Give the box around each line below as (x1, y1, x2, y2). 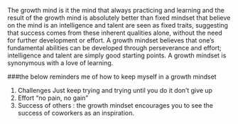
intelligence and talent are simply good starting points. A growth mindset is (7, 51, 227, 60)
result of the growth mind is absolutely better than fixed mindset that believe (7, 13, 231, 22)
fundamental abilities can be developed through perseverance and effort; (7, 44, 222, 52)
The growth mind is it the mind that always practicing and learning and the (7, 6, 225, 14)
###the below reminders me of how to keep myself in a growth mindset (7, 72, 217, 81)
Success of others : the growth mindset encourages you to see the (17, 101, 213, 109)
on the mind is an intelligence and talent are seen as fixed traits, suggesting (7, 21, 229, 29)
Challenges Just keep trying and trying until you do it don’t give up (17, 86, 213, 94)
